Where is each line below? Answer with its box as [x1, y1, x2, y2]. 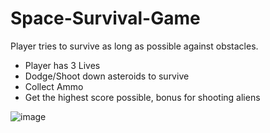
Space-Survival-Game [10, 7, 201, 30]
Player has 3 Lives [24, 59, 101, 71]
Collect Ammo [24, 80, 84, 92]
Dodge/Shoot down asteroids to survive [24, 70, 190, 82]
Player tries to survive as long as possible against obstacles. [10, 40, 259, 52]
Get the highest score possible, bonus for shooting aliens [24, 91, 261, 103]
